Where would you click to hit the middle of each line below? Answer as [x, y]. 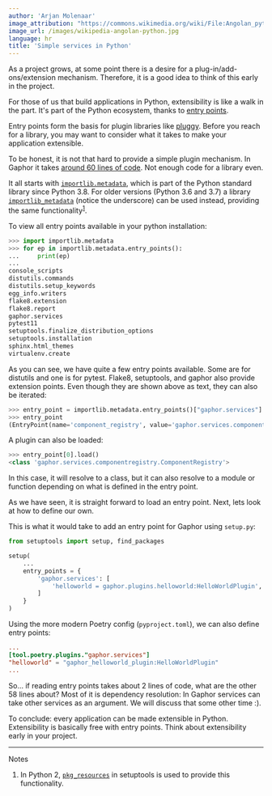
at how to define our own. [51, 511]
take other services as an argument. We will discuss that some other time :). [135, 703]
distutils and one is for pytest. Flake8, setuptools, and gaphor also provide [132, 378]
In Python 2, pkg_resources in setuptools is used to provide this [125, 774]
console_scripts [36, 271]
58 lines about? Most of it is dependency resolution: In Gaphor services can [134, 694]
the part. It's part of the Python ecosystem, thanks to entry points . [119, 111]
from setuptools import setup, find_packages [86, 542]
